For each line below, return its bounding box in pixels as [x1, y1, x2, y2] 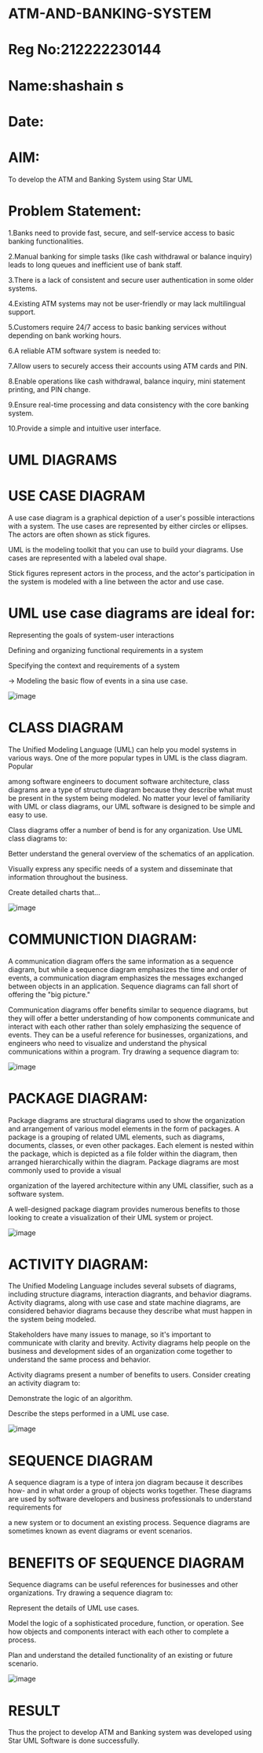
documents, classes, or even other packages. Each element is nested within [8, 1140, 254, 1150]
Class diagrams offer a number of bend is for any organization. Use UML [8, 825, 243, 834]
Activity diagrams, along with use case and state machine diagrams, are [8, 1298, 241, 1307]
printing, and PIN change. [8, 384, 91, 394]
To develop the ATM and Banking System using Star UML [8, 174, 194, 184]
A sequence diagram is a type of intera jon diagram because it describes [8, 1478, 243, 1487]
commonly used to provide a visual [8, 1165, 122, 1175]
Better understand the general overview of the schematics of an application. [8, 849, 255, 858]
